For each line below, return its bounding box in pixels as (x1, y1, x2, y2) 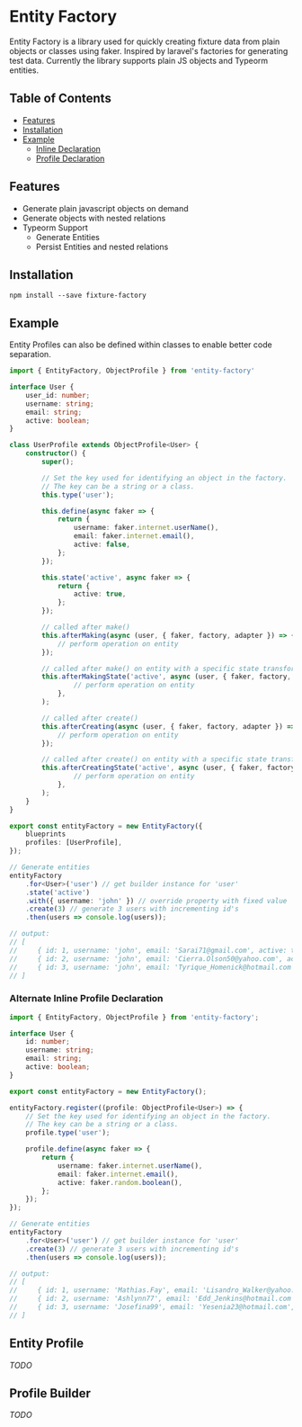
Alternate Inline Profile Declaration (9, 992, 164, 1005)
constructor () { (25, 449, 87, 458)
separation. (9, 349, 51, 360)
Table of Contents (9, 91, 112, 106)
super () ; (41, 457, 75, 467)
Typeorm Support (22, 222, 88, 233)
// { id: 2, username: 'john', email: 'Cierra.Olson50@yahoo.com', (9, 954, 283, 964)
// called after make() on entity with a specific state (41, 664, 259, 673)
